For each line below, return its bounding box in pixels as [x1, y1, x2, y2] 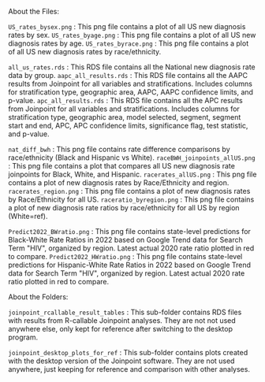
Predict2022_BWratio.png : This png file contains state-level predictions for [8, 227, 251, 236]
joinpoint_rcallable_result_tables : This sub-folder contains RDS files [8, 307, 242, 317]
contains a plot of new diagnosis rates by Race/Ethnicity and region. [8, 178, 230, 187]
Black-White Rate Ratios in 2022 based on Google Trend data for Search [8, 236, 243, 244]
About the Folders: [8, 292, 69, 302]
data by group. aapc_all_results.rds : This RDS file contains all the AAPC [8, 71, 248, 80]
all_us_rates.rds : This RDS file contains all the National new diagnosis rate [8, 62, 256, 72]
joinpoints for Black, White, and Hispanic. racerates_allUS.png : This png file [8, 169, 257, 179]
